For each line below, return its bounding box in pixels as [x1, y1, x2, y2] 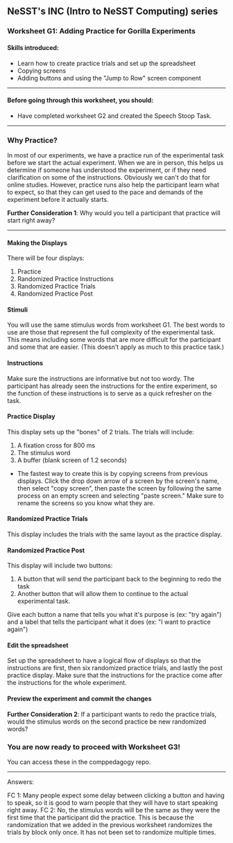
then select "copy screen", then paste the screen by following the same [17, 484, 222, 492]
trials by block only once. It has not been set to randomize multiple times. [7, 828, 216, 836]
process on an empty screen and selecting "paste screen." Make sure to [17, 491, 224, 500]
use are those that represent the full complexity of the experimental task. [7, 328, 216, 337]
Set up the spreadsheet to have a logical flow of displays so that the [7, 656, 201, 665]
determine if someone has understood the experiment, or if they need [7, 166, 207, 174]
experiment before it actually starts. [7, 196, 109, 204]
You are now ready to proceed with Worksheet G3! [7, 742, 181, 751]
